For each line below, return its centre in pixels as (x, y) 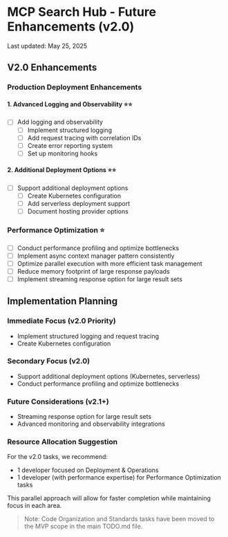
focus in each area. (35, 506)
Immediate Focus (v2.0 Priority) (61, 321)
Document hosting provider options (78, 211)
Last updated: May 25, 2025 (47, 46)
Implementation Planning (63, 301)
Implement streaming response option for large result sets (100, 279)
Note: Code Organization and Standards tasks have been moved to (119, 519)
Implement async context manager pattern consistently (96, 256)
